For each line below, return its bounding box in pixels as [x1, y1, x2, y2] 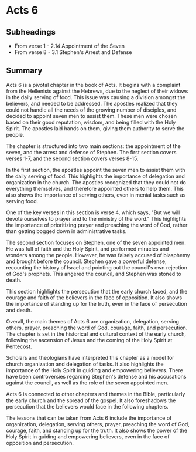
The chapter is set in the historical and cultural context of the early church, [6, 330, 186, 338]
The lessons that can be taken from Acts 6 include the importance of [6, 414, 172, 421]
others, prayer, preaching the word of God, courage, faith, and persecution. [6, 324, 188, 331]
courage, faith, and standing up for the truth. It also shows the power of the [6, 427, 188, 434]
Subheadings [6, 27, 56, 37]
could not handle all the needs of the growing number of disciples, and [6, 106, 177, 113]
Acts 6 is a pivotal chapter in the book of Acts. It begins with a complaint [6, 81, 181, 88]
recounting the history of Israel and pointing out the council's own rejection [6, 264, 187, 271]
